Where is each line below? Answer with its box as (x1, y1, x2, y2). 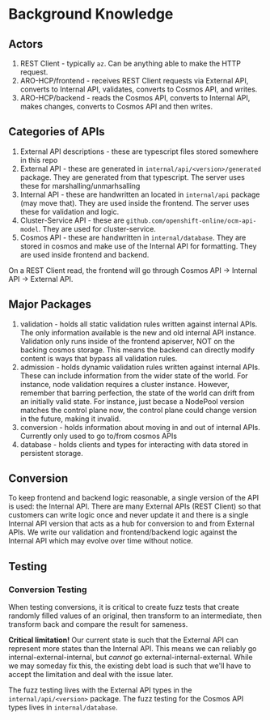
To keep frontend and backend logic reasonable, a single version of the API (8, 493, 259, 503)
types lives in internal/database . (8, 702, 118, 713)
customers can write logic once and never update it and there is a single (8, 510, 249, 520)
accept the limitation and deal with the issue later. (8, 670, 174, 680)
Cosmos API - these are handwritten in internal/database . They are (19, 232, 247, 242)
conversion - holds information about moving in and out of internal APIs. (19, 422, 261, 432)
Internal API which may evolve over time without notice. (8, 536, 194, 546)
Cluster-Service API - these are (19, 215, 125, 225)
